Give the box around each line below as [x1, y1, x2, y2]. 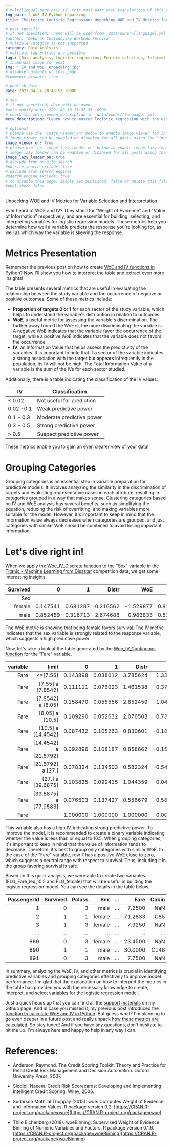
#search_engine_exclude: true [5, 174, 70, 179]
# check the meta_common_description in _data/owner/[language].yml [5, 112, 155, 117]
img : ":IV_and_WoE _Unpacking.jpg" [5, 65, 81, 70]
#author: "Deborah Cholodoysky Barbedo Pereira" [5, 36, 111, 41]
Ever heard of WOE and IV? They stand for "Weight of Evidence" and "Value [5, 207, 165, 213]
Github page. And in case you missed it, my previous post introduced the [5, 1005, 159, 1011]
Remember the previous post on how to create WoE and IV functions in [5, 264, 155, 271]
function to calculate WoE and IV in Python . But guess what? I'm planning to [5, 1011, 165, 1017]
